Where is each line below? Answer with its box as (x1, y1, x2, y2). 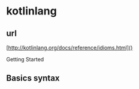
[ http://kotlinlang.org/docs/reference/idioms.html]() (6, 44, 133, 51)
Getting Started (6, 56, 44, 63)
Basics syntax (6, 73, 60, 84)
